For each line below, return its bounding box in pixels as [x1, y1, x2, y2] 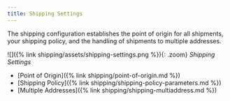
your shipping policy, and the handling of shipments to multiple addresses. [7, 36, 222, 45]
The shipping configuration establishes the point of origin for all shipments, [7, 29, 224, 38]
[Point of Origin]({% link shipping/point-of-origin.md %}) [17, 71, 180, 79]
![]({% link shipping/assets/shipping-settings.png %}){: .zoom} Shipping [7, 50, 215, 59]
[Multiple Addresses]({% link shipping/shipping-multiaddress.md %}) [17, 86, 217, 94]
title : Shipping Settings [7, 10, 82, 17]
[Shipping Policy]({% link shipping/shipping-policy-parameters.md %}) [17, 78, 222, 87]
